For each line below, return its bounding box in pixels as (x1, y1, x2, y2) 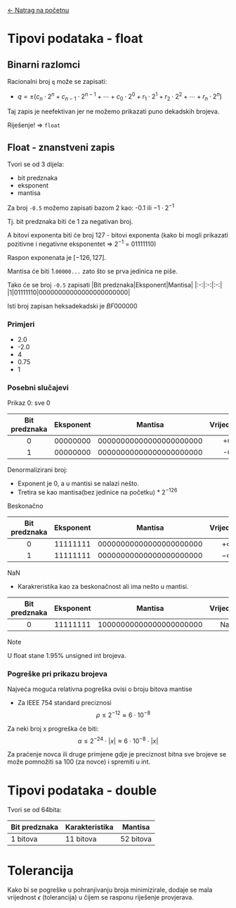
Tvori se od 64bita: (7, 806, 62, 814)
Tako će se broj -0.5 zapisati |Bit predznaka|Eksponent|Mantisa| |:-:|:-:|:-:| (7, 280, 223, 289)
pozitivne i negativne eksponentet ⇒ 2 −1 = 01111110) (7, 238, 157, 248)
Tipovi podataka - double (7, 782, 157, 798)
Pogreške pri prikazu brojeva (7, 668, 107, 678)
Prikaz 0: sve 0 (7, 399, 51, 407)
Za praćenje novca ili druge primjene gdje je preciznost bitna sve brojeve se (7, 750, 227, 759)
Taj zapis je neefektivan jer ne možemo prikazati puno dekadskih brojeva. (7, 107, 220, 116)
